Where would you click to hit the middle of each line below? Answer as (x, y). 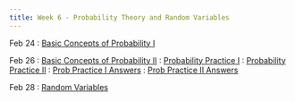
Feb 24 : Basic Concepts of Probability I (82, 43)
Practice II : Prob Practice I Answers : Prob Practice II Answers (124, 70)
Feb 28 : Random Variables (59, 87)
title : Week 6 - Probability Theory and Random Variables (119, 17)
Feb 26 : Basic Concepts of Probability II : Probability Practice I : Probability (147, 60)
